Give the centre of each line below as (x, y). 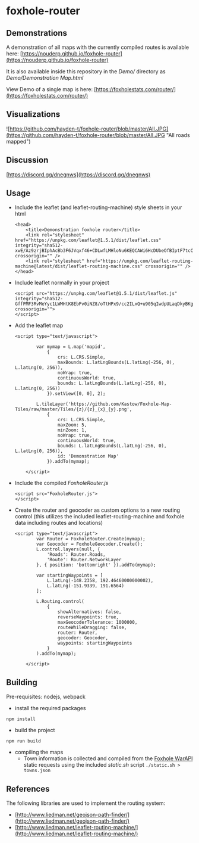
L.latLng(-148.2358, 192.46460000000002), (100, 581)
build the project (35, 730)
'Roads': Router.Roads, (76, 555)
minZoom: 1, (72, 430)
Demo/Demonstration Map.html (45, 78)
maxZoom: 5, (72, 425)
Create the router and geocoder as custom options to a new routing (97, 510)
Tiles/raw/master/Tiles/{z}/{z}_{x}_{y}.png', (73, 409)
